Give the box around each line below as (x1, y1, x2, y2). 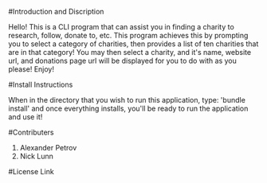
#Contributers (8, 127, 54, 137)
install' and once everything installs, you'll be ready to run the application (8, 103, 249, 113)
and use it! (8, 112, 43, 122)
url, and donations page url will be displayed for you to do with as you (8, 56, 238, 65)
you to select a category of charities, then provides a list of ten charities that (8, 39, 259, 49)
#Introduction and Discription (8, 7, 104, 16)
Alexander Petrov (19, 143, 77, 152)
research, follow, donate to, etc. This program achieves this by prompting (8, 31, 249, 40)
